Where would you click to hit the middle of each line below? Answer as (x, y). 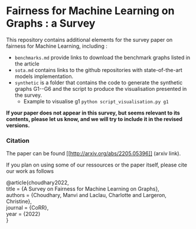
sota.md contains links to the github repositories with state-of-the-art (99, 70)
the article (27, 64)
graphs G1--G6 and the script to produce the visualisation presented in (101, 89)
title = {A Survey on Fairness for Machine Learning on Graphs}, (83, 189)
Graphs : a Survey (51, 23)
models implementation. (44, 76)
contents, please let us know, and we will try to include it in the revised (94, 119)
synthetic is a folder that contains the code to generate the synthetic (99, 82)
